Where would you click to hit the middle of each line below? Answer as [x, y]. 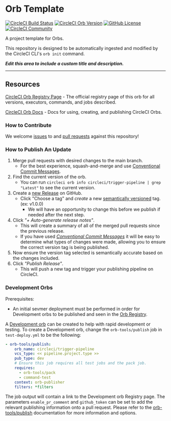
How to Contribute [28, 125]
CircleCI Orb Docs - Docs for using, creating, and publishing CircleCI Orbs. [84, 112]
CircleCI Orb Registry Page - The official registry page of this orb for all [80, 96]
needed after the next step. [56, 215]
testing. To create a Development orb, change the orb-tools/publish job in [84, 329]
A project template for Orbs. [35, 38]
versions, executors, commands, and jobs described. [61, 102]
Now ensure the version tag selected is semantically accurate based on [88, 253]
